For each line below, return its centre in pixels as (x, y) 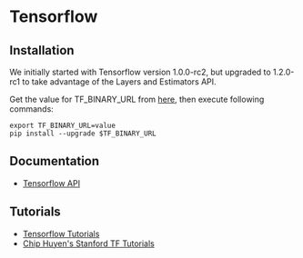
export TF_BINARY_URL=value (63, 125)
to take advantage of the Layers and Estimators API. (119, 82)
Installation (42, 50)
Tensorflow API (51, 183)
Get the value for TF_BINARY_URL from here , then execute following (137, 99)
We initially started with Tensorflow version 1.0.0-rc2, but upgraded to (140, 72)
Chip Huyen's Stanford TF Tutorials (88, 243)
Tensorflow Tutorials (61, 233)
